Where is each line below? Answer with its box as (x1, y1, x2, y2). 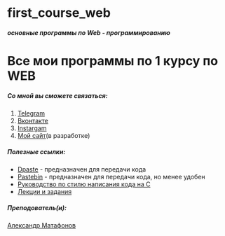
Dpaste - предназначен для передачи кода (17, 165, 146, 173)
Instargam (17, 124, 47, 132)
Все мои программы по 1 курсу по (7, 53, 219, 69)
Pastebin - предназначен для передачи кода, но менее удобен (17, 172, 205, 181)
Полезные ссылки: (7, 147, 66, 155)
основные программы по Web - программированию (7, 28, 170, 36)
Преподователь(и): (7, 203, 67, 211)
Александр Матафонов (7, 221, 76, 229)
